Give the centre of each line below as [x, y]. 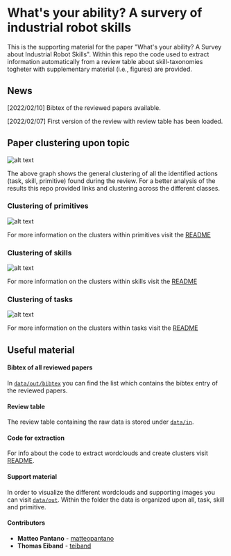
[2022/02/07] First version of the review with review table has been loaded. [115, 121]
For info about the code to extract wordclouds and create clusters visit [108, 453]
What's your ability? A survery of [105, 13]
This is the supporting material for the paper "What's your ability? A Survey [114, 47]
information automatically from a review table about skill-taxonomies [105, 61]
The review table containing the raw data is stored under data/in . [101, 422]
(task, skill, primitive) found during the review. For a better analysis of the [111, 181]
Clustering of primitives [48, 206]
